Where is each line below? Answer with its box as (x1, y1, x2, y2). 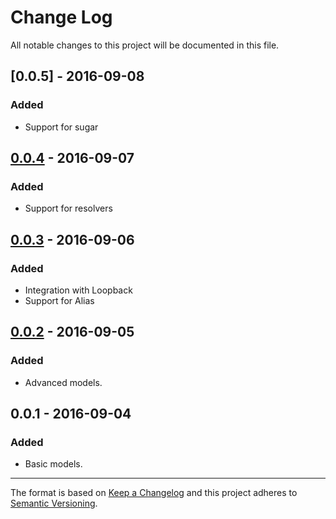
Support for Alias (24, 295, 95, 306)
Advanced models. (24, 376, 103, 388)
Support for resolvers (24, 202, 113, 215)
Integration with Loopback (24, 284, 133, 296)
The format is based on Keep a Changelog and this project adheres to (10, 487, 298, 499)
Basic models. (24, 458, 83, 470)
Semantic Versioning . (10, 497, 98, 510)
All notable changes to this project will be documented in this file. (10, 39, 280, 51)
